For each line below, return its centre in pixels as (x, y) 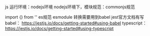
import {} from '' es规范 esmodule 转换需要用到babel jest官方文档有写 (75, 17)
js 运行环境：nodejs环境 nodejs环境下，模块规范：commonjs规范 (70, 7)
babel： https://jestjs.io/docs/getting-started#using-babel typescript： (76, 23)
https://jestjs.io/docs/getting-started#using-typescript (59, 29)
